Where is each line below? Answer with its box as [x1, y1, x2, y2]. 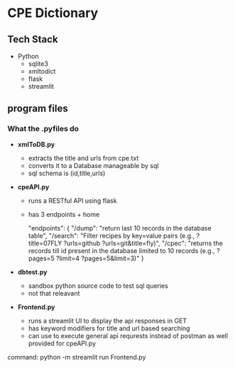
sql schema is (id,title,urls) [28, 169, 106, 177]
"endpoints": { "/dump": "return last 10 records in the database [28, 223, 212, 232]
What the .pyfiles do [7, 124, 80, 134]
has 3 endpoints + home [28, 210, 100, 218]
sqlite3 [28, 60, 48, 68]
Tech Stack [7, 33, 58, 45]
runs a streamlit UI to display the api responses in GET [28, 316, 187, 325]
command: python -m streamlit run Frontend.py [7, 352, 146, 361]
